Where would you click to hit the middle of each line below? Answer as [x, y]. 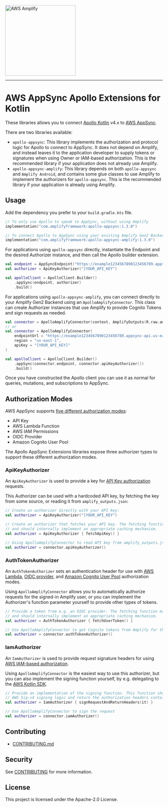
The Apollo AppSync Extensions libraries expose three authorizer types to [81, 452]
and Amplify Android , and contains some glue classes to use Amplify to [86, 174]
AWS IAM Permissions [35, 431]
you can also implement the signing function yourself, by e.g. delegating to [82, 679]
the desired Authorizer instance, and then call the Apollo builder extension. [82, 255]
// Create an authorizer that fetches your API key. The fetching [76, 524]
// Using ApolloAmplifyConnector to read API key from [63, 543]
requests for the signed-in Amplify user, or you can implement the [73, 597]
